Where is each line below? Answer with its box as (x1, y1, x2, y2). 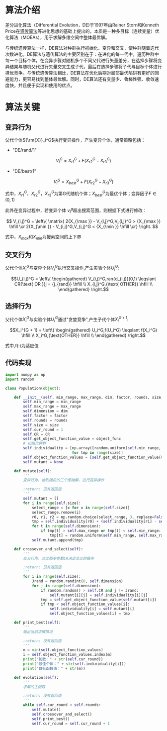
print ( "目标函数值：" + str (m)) (23, 666, 85, 671)
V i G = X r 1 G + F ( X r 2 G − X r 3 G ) (56, 156, 111, 165)
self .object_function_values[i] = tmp (49, 611, 130, 616)
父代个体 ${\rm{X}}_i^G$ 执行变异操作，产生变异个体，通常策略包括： (5, 137, 146, 143)
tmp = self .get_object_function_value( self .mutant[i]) (40, 597, 157, 602)
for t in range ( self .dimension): (31, 523, 101, 529)
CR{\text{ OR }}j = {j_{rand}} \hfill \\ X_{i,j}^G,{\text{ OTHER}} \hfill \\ (14, 281, 153, 287)
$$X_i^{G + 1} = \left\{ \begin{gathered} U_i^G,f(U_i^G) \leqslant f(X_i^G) (9, 327, 158, 333)
